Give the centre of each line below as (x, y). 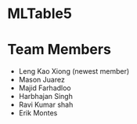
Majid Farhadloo (45, 88)
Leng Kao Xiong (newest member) (74, 71)
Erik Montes (38, 113)
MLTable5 (40, 14)
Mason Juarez (42, 80)
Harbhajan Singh (46, 97)
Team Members (59, 50)
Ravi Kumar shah (46, 105)
